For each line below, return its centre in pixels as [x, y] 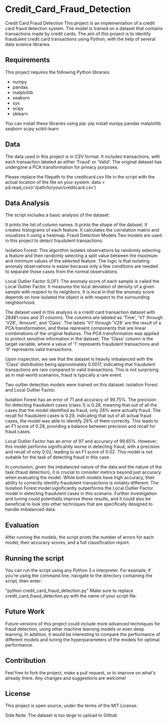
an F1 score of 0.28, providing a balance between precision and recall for [80, 426]
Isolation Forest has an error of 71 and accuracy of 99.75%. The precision [81, 400]
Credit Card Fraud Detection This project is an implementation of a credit [80, 23]
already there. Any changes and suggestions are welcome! [66, 678]
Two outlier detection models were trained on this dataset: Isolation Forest [81, 385]
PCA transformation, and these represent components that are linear [76, 328]
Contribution [25, 661]
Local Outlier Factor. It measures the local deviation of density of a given [80, 286]
